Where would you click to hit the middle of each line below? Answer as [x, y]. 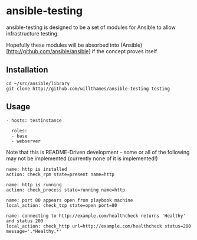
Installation [27, 70]
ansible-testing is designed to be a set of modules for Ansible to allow [91, 27]
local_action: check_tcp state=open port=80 [62, 205]
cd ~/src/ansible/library [38, 83]
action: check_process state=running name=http [66, 190]
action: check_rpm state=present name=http [60, 174]
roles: [19, 131]
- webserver [26, 141]
